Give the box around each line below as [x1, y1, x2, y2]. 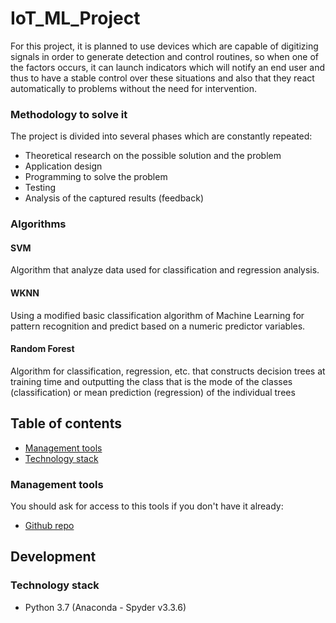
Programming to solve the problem [24, 171, 168, 183]
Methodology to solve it [10, 107, 128, 121]
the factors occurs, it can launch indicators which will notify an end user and [10, 61, 325, 73]
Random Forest [10, 343, 75, 355]
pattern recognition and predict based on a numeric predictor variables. [10, 320, 306, 332]
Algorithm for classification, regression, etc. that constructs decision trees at [10, 365, 326, 377]
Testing [24, 182, 57, 194]
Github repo [24, 519, 75, 531]
